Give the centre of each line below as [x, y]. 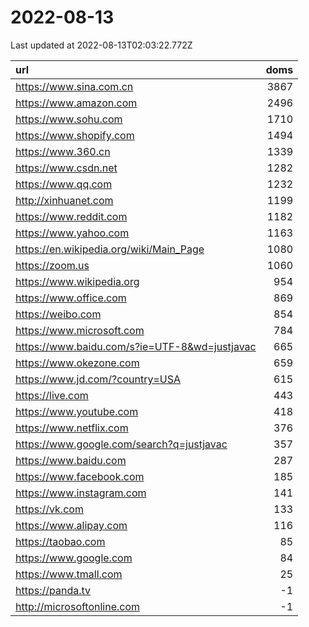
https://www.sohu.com [69, 119]
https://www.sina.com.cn [74, 86]
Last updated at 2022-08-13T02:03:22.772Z [101, 45]
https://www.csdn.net [66, 168]
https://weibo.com [58, 314]
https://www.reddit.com [71, 216]
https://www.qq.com [64, 184]
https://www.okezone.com [77, 363]
